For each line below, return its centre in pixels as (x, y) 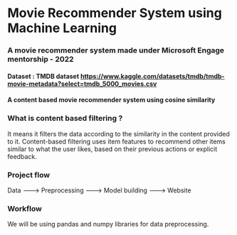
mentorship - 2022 (41, 60)
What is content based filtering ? (65, 119)
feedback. (22, 156)
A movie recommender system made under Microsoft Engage (116, 50)
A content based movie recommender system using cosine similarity (111, 100)
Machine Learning (62, 28)
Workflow (25, 209)
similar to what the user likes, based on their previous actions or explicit (112, 149)
